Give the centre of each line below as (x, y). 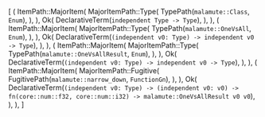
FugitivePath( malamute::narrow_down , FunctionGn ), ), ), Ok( (103, 79)
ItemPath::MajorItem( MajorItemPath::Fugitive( (84, 70)
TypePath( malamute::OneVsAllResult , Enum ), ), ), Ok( (93, 54)
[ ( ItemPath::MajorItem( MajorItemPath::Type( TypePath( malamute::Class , (129, 12)
